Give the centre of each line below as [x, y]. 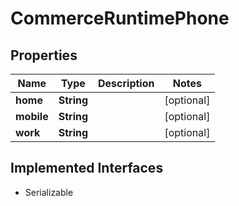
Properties [44, 55]
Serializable [49, 192]
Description [126, 83]
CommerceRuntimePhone [120, 18]
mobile [32, 116]
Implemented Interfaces [87, 168]
